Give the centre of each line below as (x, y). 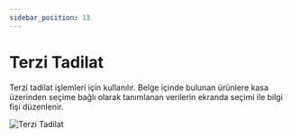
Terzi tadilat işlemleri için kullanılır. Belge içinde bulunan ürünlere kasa (139, 87)
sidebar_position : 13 (50, 18)
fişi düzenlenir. (36, 106)
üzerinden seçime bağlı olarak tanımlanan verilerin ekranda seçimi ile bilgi (146, 97)
